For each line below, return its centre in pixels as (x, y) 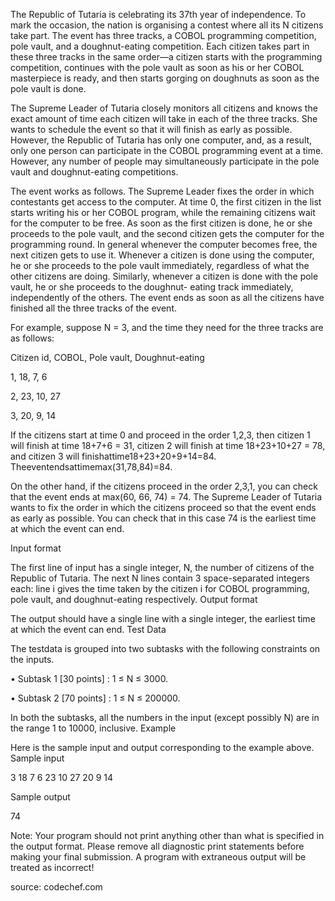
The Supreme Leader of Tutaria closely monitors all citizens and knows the (164, 108)
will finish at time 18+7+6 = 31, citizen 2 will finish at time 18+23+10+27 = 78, (168, 445)
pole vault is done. (48, 88)
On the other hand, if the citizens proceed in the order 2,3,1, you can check (164, 486)
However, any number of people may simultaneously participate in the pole (165, 161)
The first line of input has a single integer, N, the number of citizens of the (162, 567)
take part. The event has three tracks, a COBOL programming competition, (163, 35)
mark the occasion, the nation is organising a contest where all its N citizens (167, 25)
